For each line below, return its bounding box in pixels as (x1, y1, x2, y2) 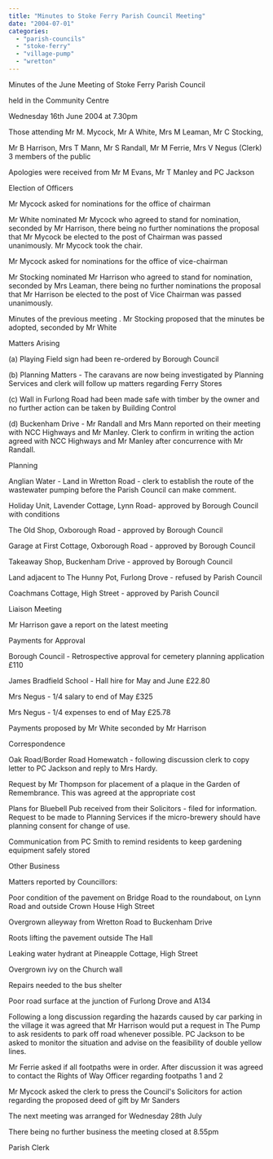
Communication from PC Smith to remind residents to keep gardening (8, 836, 242, 846)
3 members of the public (8, 151, 91, 161)
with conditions (8, 509, 60, 519)
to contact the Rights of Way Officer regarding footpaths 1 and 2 (8, 1070, 223, 1080)
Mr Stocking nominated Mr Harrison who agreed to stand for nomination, (8, 272, 253, 282)
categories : (8, 27, 49, 35)
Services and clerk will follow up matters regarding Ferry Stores (8, 378, 222, 388)
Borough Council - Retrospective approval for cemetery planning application (8, 651, 265, 661)
